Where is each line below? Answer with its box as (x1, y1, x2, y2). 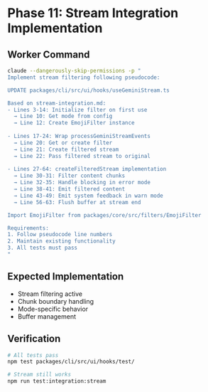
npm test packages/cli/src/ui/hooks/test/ (7, 358, 135, 366)
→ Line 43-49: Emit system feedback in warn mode (13, 192, 163, 199)
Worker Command (7, 48, 90, 60)
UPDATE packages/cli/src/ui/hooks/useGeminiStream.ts (7, 87, 170, 94)
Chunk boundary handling (17, 297, 94, 305)
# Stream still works (7, 371, 72, 378)
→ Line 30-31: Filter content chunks (13, 172, 126, 179)
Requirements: (7, 224, 50, 232)
